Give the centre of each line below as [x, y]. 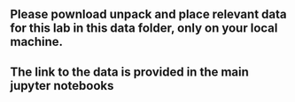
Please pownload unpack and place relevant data [148, 15]
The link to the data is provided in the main [129, 72]
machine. [37, 42]
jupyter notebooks [62, 86]
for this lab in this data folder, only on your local [144, 29]
